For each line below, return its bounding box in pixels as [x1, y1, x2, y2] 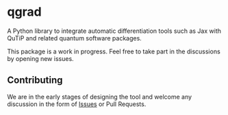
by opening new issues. [7, 54, 74, 62]
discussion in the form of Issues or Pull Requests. [7, 100, 147, 108]
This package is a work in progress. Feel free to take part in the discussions [7, 47, 220, 55]
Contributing [7, 75, 63, 86]
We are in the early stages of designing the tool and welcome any [7, 92, 192, 101]
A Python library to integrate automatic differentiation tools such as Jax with [7, 27, 221, 35]
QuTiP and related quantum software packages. [7, 34, 142, 42]
